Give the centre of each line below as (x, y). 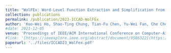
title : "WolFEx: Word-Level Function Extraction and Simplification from (85, 10)
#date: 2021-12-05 (25, 29)
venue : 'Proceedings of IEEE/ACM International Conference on (73, 33)
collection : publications (33, 15)
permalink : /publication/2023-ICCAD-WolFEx (52, 19)
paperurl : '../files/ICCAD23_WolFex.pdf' (50, 43)
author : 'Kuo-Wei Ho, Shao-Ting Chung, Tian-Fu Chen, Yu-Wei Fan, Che (82, 24)
